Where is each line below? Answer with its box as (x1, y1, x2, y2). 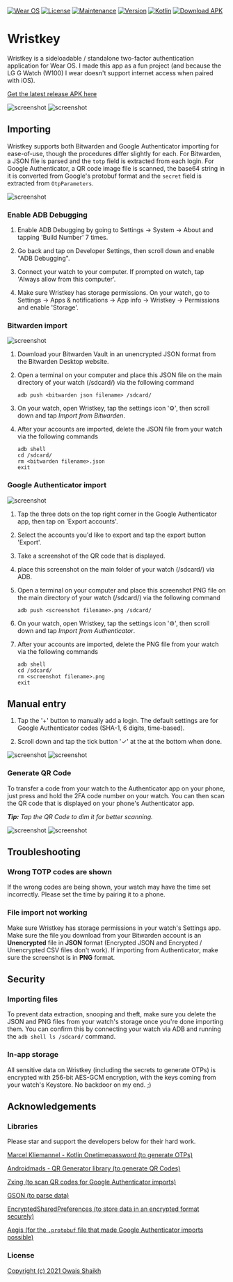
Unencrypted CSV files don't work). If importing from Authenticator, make (7, 945, 218, 954)
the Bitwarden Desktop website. (17, 358, 109, 366)
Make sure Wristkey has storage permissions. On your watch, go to (17, 289, 210, 297)
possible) (7, 1233, 34, 1242)
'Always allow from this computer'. (17, 275, 116, 284)
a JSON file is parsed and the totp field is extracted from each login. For (7, 157, 214, 165)
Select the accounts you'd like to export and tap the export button (17, 531, 207, 539)
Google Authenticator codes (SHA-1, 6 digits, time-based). (17, 724, 185, 732)
